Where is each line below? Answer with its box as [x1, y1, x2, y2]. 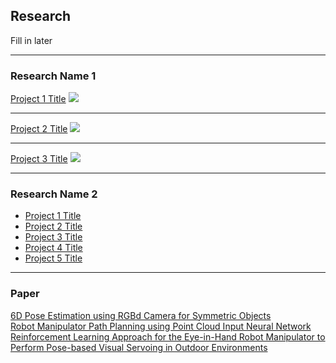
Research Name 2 [10, 187, 98, 201]
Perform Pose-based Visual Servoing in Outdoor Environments [10, 341, 268, 353]
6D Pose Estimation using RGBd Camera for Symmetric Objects [10, 309, 272, 321]
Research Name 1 [10, 69, 97, 83]
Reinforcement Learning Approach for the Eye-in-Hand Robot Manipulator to [10, 330, 326, 343]
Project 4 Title [24, 242, 83, 254]
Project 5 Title [24, 252, 83, 264]
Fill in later [10, 34, 53, 46]
